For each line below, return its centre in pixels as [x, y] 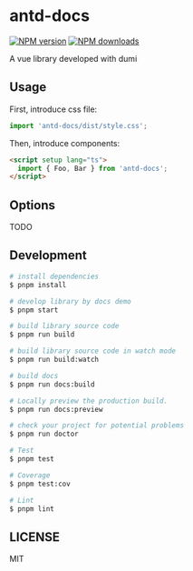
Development [48, 255]
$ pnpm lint [32, 509]
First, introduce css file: [53, 109]
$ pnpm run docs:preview [56, 409]
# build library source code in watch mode [93, 351]
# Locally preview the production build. [89, 401]
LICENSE [35, 537]
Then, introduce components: [65, 143]
